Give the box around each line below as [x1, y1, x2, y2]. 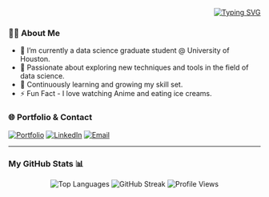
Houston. [19, 54, 50, 64]
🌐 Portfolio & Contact [8, 112, 93, 123]
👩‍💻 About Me [8, 27, 60, 38]
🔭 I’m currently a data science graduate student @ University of [19, 46, 230, 55]
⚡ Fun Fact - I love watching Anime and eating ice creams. [19, 89, 212, 98]
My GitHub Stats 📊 [8, 158, 84, 169]
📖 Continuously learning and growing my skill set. [19, 80, 183, 90]
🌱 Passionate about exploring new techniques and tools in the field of [19, 62, 249, 72]
